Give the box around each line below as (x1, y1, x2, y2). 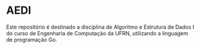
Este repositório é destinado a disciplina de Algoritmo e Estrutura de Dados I (6, 23, 195, 30)
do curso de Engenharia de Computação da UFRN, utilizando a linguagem (6, 29, 189, 36)
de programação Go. (6, 36, 57, 43)
